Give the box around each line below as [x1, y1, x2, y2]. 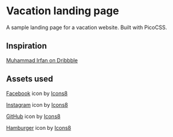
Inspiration [6, 41, 47, 51]
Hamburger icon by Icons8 [6, 124, 71, 131]
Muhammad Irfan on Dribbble [6, 56, 78, 63]
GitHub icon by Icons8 [6, 113, 61, 120]
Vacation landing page [6, 4, 120, 18]
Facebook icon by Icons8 [6, 90, 68, 97]
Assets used [6, 74, 53, 84]
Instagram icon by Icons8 [6, 101, 68, 108]
